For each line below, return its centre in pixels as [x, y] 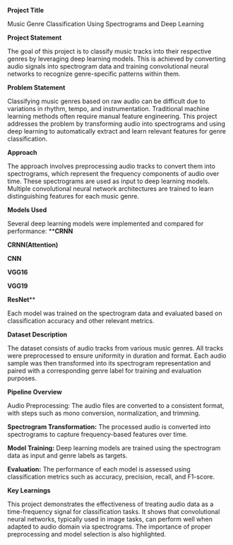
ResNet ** [22, 299]
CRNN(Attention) [33, 245]
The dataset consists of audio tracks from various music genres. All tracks [115, 348]
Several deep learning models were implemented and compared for [106, 223]
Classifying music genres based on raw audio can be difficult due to [107, 101]
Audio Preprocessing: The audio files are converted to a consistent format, [116, 405]
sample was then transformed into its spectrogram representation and [109, 363]
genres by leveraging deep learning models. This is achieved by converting [116, 59]
